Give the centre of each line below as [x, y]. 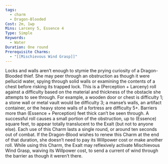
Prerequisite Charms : [28, 52]
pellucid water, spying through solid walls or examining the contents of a [80, 81]
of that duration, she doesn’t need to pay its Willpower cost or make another [84, 140]
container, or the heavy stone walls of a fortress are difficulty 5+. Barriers [81, 108]
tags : [11, 10]
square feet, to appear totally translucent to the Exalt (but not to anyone [79, 124]
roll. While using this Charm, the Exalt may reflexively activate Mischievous [82, 145]
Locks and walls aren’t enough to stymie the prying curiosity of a [72, 71]
